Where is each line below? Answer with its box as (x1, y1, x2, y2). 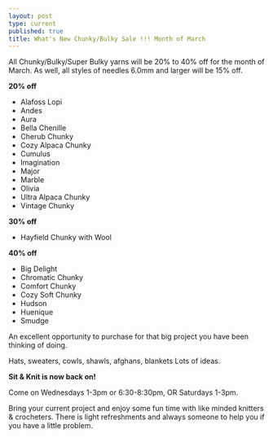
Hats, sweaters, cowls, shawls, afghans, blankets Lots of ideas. (8, 356, 221, 366)
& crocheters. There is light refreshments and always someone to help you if (8, 412, 265, 422)
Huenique (20, 307, 54, 318)
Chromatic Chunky (20, 273, 84, 283)
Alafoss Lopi (20, 97, 63, 107)
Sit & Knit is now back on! (8, 372, 96, 382)
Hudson (20, 299, 47, 309)
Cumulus (20, 149, 51, 159)
